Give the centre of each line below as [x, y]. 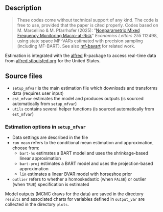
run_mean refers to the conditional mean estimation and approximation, [83, 142]
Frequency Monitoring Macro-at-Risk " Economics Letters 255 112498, [87, 35]
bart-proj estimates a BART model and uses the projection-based [86, 163]
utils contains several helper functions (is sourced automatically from [83, 109]
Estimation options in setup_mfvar [46, 127]
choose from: [26, 148]
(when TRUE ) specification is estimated [51, 184]
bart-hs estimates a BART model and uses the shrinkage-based [84, 153]
